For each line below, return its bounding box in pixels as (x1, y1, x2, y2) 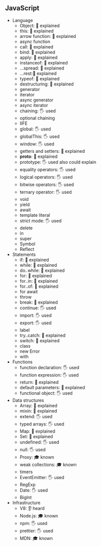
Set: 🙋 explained (19, 433, 53, 439)
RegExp (19, 482, 36, 488)
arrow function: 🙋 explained (19, 33, 76, 39)
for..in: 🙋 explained (19, 278, 58, 284)
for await (19, 288, 38, 294)
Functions (12, 359, 33, 365)
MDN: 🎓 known (19, 535, 53, 541)
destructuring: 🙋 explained (19, 81, 74, 87)
